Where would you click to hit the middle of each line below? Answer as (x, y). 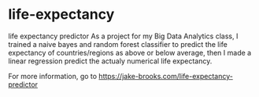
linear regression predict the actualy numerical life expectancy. (110, 61)
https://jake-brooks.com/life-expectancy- (166, 76)
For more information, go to (52, 76)
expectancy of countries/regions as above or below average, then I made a (130, 52)
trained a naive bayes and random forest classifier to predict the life (118, 44)
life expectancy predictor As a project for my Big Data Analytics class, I (123, 36)
